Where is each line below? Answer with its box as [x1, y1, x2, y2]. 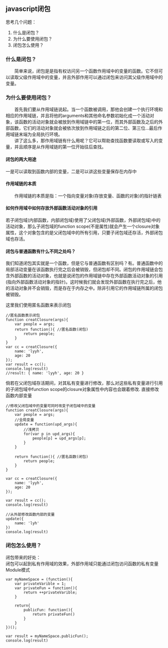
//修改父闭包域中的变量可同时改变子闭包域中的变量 [5, 403, 96, 408]
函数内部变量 [5, 392, 32, 398]
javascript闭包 [5, 4, 51, 13]
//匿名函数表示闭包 [5, 313, 40, 318]
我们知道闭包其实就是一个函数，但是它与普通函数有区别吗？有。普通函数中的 [5, 260, 163, 266]
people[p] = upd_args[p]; [32, 436, 86, 441]
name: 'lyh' [14, 521, 39, 526]
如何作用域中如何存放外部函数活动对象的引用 [5, 205, 98, 211]
